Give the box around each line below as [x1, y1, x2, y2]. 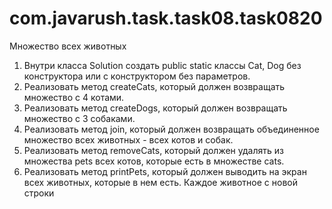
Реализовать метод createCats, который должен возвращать [23, 80, 286, 92]
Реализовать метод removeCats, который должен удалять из [23, 144, 284, 156]
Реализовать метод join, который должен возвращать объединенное [23, 123, 320, 135]
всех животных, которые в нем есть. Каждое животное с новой [23, 176, 298, 188]
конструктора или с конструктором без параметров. [23, 70, 251, 82]
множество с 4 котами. [23, 91, 125, 103]
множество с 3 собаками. [23, 112, 136, 124]
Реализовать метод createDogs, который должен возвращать [23, 102, 288, 114]
